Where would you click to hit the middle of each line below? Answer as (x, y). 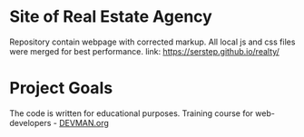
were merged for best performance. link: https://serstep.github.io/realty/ (144, 51)
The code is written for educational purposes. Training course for (132, 113)
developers (30, 122)
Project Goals (61, 88)
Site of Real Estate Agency (111, 17)
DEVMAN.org (83, 122)
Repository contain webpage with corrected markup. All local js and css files (152, 42)
